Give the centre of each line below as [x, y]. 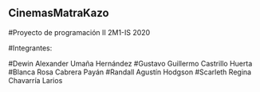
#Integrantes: [30, 48]
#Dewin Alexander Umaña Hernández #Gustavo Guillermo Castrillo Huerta [130, 63]
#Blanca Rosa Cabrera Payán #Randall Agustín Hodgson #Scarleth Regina [130, 72]
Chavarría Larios [35, 80]
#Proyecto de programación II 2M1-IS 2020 [79, 32]
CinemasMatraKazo [59, 13]
